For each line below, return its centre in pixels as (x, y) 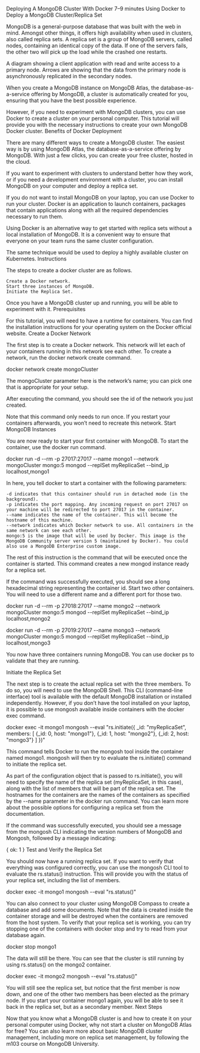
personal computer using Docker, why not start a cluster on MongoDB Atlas (99, 1025)
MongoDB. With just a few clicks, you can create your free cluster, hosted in (99, 155)
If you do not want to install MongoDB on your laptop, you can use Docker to (100, 197)
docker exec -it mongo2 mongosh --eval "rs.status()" (72, 976)
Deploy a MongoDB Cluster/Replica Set (54, 15)
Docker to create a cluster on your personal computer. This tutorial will (93, 118)
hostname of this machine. (40, 520)
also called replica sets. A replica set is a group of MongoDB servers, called (99, 39)
